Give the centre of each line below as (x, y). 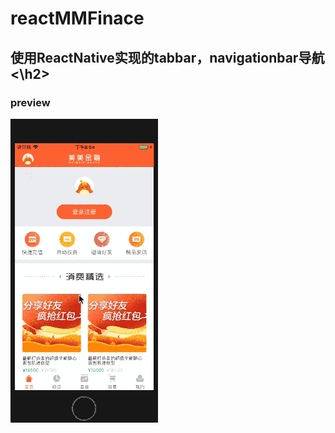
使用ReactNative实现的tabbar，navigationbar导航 (167, 57)
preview (30, 102)
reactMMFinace (77, 18)
